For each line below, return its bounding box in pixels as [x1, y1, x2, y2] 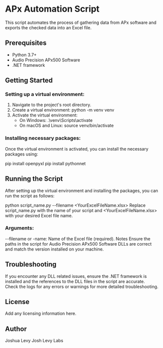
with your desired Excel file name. [5, 213, 73, 218]
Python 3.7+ [12, 52, 37, 58]
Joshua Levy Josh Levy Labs [5, 338, 63, 344]
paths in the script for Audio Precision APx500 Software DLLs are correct [5, 241, 152, 247]
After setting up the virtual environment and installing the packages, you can [5, 188, 158, 193]
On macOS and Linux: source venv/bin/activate [19, 123, 114, 129]
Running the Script [5, 174, 63, 183]
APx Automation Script [5, 3, 100, 15]
